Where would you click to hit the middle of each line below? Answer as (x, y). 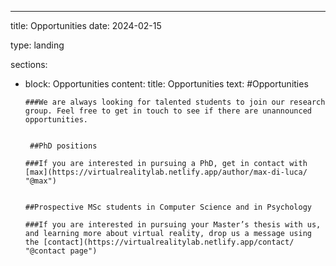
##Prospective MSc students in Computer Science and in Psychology (168, 207)
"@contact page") (61, 251)
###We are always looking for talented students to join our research (175, 102)
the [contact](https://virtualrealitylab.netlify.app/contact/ (159, 242)
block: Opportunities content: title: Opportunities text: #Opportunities (166, 84)
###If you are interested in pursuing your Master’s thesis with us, (173, 225)
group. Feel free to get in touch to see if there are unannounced (168, 111)
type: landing (37, 45)
